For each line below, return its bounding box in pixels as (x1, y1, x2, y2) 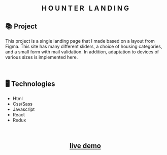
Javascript (12, 106, 35, 112)
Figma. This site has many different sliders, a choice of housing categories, (5, 43, 162, 50)
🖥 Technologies (5, 79, 55, 88)
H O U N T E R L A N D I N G (41, 4, 129, 13)
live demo (69, 142, 102, 150)
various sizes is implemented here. (5, 54, 78, 60)
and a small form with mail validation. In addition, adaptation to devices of (5, 49, 159, 55)
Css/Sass (12, 101, 33, 107)
